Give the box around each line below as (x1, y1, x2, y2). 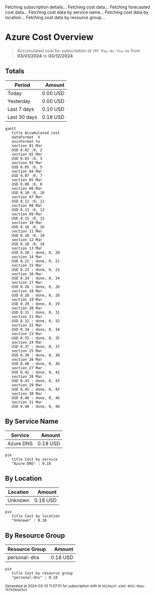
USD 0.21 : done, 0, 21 (11, 258, 60, 263)
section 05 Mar (11, 177, 42, 182)
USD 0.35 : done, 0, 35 (11, 336, 60, 341)
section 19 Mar (11, 297, 42, 302)
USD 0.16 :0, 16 (11, 224, 45, 229)
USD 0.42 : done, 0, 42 (11, 370, 60, 375)
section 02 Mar (11, 151, 42, 157)
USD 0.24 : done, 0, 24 (11, 276, 60, 280)
